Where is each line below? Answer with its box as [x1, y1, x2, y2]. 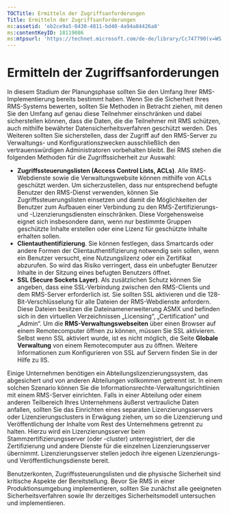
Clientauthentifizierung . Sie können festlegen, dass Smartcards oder [16, 239, 214, 247]
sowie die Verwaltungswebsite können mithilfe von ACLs [52, 174, 212, 182]
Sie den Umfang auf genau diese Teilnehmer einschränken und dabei [7, 110, 202, 118]
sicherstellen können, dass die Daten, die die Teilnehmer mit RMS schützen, [7, 117, 221, 125]
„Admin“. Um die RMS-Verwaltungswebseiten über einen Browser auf [16, 319, 217, 328]
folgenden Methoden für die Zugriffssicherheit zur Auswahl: [7, 154, 176, 162]
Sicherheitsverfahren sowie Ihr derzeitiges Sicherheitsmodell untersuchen [7, 491, 216, 500]
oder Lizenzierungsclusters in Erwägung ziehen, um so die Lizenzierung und [7, 413, 223, 421]
